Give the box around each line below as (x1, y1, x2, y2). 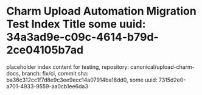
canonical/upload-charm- (130, 63, 195, 71)
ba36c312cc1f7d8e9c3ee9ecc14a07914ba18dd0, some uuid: (6, 76, 158, 83)
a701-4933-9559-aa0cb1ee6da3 (6, 82, 88, 90)
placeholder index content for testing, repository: (6, 63, 130, 71)
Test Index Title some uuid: (6, 17, 146, 31)
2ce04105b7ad (6, 43, 84, 57)
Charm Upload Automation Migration (6, 4, 197, 18)
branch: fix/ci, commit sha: (21, 69, 89, 77)
